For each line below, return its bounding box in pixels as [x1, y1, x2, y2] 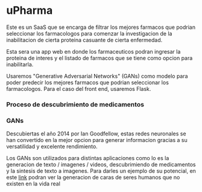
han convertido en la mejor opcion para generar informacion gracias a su [6, 137, 188, 144]
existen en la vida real [6, 180, 60, 187]
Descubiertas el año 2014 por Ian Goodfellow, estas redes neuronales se [6, 130, 186, 137]
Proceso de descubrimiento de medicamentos [6, 100, 145, 108]
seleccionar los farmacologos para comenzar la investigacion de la [6, 29, 172, 37]
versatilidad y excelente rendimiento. [6, 143, 98, 150]
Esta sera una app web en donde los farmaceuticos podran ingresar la [6, 48, 181, 55]
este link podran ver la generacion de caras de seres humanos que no [6, 174, 180, 181]
